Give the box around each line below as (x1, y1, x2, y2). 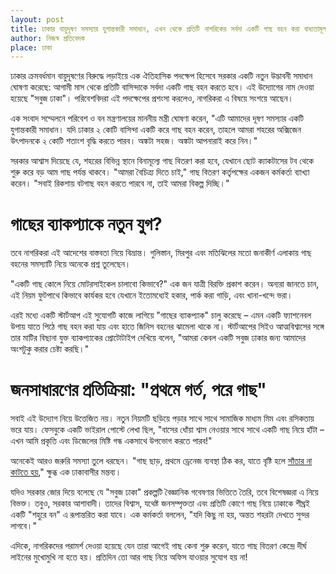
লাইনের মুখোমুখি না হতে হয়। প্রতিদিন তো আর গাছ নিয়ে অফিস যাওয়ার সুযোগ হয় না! (10, 551, 248, 563)
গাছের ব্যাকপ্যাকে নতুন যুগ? (10, 213, 163, 236)
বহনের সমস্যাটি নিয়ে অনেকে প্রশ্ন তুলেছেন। (10, 258, 132, 270)
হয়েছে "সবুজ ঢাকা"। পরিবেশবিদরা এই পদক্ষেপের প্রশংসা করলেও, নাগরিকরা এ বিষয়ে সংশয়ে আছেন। (10, 92, 295, 105)
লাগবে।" (10, 520, 37, 532)
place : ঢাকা (10, 42, 53, 53)
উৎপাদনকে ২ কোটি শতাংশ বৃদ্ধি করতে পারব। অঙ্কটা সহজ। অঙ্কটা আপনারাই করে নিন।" (10, 135, 258, 147)
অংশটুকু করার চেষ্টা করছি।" (10, 343, 90, 355)
